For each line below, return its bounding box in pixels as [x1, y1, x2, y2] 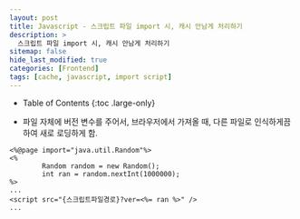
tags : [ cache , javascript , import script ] [9, 73, 172, 82]
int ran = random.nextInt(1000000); [42, 169, 180, 178]
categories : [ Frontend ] [9, 65, 100, 74]
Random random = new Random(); [42, 161, 160, 171]
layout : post [9, 13, 59, 23]
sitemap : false [9, 47, 67, 56]
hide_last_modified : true [9, 55, 107, 65]
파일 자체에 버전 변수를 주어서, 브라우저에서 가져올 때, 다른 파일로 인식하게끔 [22, 115, 292, 127]
